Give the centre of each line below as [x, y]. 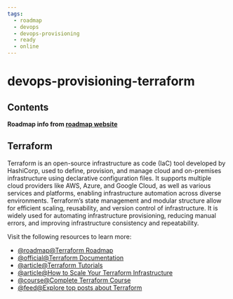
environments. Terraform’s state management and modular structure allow [114, 201]
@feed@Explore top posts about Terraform [80, 287]
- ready [25, 40]
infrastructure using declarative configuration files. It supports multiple [109, 178]
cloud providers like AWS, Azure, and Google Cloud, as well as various [109, 185]
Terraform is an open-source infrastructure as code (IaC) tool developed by [116, 163]
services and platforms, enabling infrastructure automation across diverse [114, 193]
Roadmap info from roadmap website [62, 124]
